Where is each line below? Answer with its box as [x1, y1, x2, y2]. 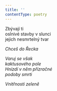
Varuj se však [5, 55, 33, 61]
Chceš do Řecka [5, 46, 38, 52]
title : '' [5, 7, 26, 12]
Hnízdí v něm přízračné [5, 66, 53, 72]
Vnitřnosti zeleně [5, 81, 39, 87]
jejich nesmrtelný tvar [5, 36, 49, 42]
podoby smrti [5, 71, 32, 77]
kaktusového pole [5, 61, 41, 67]
